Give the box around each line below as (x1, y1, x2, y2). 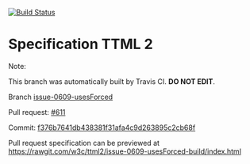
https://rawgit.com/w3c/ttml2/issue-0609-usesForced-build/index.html (8, 147, 242, 156)
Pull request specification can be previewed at (8, 138, 160, 147)
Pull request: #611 (8, 107, 66, 116)
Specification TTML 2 (8, 36, 153, 53)
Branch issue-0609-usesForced (8, 92, 113, 101)
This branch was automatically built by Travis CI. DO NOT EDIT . (8, 76, 216, 86)
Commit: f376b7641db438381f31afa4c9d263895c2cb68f (8, 123, 196, 132)
